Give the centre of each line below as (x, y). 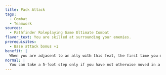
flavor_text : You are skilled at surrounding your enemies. (68, 37)
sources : (14, 28)
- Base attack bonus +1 (34, 46)
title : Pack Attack (25, 10)
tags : (11, 14)
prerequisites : (21, 42)
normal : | (15, 60)
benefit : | (16, 51)
